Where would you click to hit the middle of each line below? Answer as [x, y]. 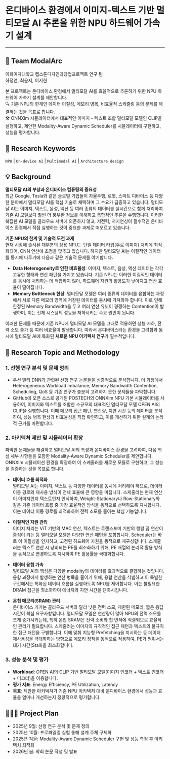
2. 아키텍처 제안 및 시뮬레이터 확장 [44, 438]
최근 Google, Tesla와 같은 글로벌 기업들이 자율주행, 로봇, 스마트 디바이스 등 [79, 196]
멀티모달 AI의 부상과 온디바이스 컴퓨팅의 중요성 [51, 190]
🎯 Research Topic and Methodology [62, 353]
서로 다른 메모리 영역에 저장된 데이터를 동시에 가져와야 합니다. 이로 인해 [92, 300]
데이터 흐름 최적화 [30, 480]
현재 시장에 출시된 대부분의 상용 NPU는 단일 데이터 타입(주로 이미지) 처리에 [79, 245]
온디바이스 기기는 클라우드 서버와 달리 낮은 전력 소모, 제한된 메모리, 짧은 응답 [88, 607]
